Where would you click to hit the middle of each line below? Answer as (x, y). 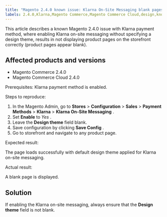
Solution (18, 193)
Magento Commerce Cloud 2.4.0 (46, 77)
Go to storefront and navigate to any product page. (64, 133)
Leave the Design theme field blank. (50, 122)
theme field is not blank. (30, 210)
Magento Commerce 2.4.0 (39, 72)
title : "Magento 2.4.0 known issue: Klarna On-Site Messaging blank (78, 10)
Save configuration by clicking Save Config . (58, 128)
